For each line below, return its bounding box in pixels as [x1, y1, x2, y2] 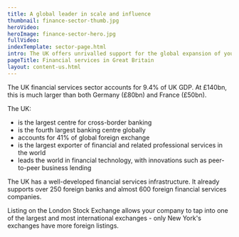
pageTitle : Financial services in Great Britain [7, 57, 154, 64]
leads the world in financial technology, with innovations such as [17, 156, 207, 164]
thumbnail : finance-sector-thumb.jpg [7, 17, 119, 24]
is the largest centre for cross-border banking [17, 118, 152, 127]
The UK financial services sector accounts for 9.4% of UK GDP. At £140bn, [7, 83, 228, 91]
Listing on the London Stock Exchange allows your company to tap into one [7, 206, 229, 214]
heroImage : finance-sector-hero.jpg [7, 30, 116, 38]
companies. [7, 192, 42, 201]
